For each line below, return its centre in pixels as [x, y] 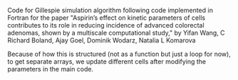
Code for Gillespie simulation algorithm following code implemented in [110, 10]
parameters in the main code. [51, 69]
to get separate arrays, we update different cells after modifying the [107, 62]
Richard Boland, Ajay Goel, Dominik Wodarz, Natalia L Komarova [102, 40]
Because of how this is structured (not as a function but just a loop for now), [119, 54]
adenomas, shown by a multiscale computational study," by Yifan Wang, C [117, 33]
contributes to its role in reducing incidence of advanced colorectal [106, 25]
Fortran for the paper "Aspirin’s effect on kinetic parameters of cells [106, 18]
